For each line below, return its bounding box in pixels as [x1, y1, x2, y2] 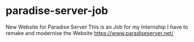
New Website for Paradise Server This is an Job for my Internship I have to [5, 23, 189, 30]
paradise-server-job [5, 4, 108, 17]
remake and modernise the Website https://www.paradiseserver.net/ [5, 29, 174, 36]
